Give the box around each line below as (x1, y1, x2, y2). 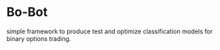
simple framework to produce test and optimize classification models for (6, 27, 213, 35)
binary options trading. (6, 34, 71, 42)
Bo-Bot (6, 4, 48, 20)
